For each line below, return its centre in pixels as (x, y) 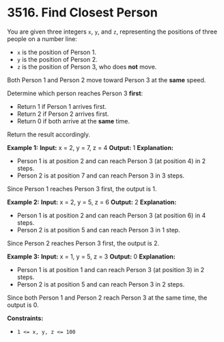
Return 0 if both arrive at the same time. (73, 121)
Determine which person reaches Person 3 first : (75, 93)
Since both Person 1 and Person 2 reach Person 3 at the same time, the (107, 297)
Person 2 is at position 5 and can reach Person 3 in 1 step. (99, 230)
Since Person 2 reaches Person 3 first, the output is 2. (83, 243)
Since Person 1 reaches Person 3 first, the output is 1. (82, 188)
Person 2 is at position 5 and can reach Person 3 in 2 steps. (101, 284)
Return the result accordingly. (49, 134)
